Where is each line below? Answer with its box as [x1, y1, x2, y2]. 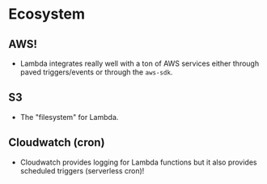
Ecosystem [8, 5, 86, 24]
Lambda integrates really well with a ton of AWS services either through [19, 58, 260, 68]
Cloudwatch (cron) [8, 135, 105, 150]
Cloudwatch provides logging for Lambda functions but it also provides [19, 157, 257, 167]
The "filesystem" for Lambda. [19, 112, 119, 122]
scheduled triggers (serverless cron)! [19, 165, 145, 175]
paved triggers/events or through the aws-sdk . [19, 67, 173, 77]
